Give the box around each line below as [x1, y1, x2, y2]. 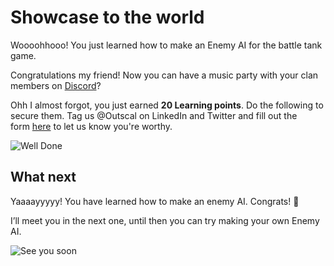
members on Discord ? [10, 79, 102, 91]
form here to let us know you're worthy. [10, 120, 173, 132]
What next [10, 169, 77, 186]
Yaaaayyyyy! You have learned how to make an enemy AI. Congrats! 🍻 [10, 195, 300, 207]
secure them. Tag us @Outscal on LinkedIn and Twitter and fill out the [10, 109, 298, 121]
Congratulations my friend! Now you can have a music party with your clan [10, 69, 319, 81]
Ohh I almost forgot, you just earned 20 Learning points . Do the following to [10, 99, 324, 111]
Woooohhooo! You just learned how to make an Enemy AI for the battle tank [10, 39, 323, 51]
